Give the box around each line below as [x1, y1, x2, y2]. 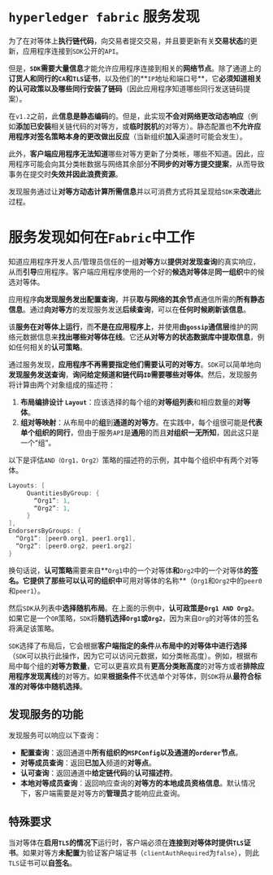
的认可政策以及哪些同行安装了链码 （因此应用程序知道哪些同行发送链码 [8, 83, 244, 94]
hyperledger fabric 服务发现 [8, 7, 201, 26]
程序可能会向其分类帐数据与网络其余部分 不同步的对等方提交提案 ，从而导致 [15, 159, 265, 168]
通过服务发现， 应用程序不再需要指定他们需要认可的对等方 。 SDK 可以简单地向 [8, 359, 262, 369]
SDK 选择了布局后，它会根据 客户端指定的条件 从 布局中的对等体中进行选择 [8, 641, 248, 650]
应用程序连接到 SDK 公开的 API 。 [22, 46, 123, 55]
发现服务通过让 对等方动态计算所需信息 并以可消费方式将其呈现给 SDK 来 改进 [8, 186, 254, 196]
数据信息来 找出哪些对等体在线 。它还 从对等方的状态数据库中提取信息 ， [22, 331, 258, 342]
